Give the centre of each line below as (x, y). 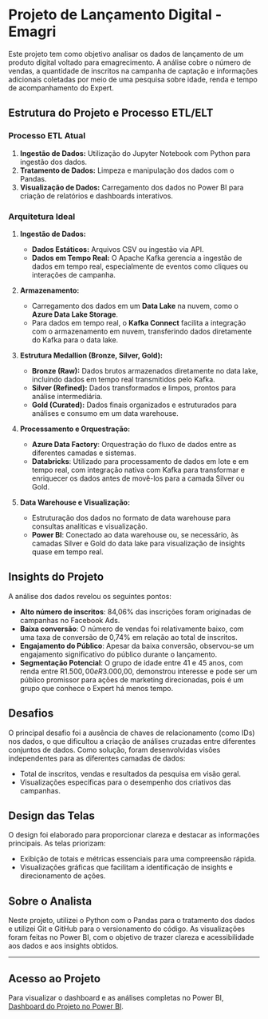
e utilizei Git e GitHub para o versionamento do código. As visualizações (127, 929)
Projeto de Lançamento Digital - (115, 15)
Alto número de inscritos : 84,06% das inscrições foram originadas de (135, 611)
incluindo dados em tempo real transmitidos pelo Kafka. (123, 379)
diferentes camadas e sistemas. (84, 453)
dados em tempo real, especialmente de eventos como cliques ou (140, 266)
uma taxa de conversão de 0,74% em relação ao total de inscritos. (128, 637)
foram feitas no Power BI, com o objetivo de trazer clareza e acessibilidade (131, 937)
